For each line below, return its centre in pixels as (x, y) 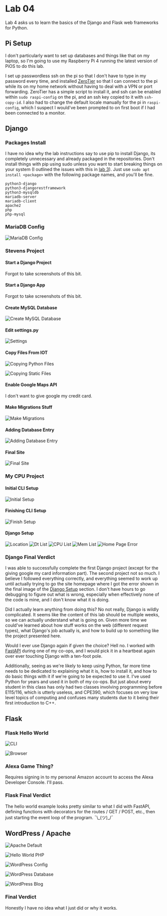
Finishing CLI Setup (26, 511)
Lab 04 (20, 9)
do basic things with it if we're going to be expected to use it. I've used (78, 677)
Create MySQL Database (31, 308)
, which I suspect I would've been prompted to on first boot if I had (87, 107)
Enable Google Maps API (31, 385)
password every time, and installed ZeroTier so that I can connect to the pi (82, 81)
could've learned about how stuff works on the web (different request (77, 625)
